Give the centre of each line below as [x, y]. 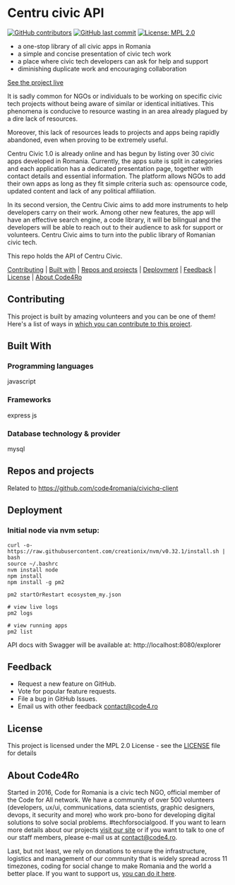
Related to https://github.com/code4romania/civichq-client [93, 488]
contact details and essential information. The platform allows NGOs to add [116, 176]
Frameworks [29, 400]
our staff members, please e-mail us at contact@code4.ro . [92, 837]
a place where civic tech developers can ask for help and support [113, 61]
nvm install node [33, 570]
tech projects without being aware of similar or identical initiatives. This [111, 103]
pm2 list [20, 631]
